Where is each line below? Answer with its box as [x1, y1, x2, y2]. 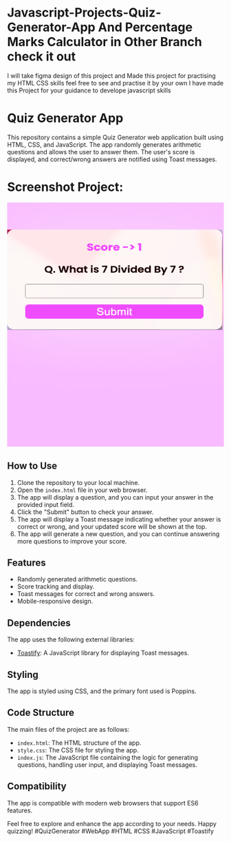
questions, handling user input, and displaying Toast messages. [16, 760, 198, 769]
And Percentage [98, 19, 193, 35]
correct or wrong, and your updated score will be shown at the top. [16, 522, 208, 531]
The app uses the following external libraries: [7, 635, 135, 644]
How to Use [7, 460, 58, 472]
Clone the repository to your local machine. [16, 478, 140, 486]
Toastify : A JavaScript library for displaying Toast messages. [16, 649, 189, 657]
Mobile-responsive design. [16, 597, 93, 606]
